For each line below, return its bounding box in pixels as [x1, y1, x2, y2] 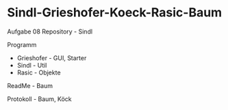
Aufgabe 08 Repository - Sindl [7, 27, 93, 36]
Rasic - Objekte [16, 68, 61, 77]
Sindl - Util [16, 61, 47, 69]
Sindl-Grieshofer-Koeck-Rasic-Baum [7, 5, 223, 20]
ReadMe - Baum [7, 81, 53, 90]
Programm [7, 40, 37, 49]
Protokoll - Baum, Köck [7, 94, 72, 103]
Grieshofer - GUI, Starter [16, 53, 87, 62]
